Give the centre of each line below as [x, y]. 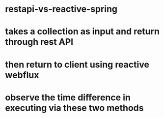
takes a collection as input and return [82, 32]
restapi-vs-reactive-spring [61, 9]
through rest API [39, 42]
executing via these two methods [74, 108]
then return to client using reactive [77, 64]
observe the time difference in [68, 97]
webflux [22, 75]
